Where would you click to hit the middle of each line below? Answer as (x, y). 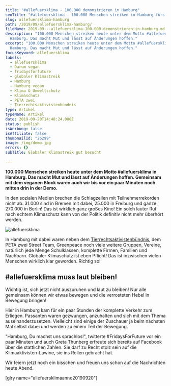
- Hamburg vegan (27, 86)
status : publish (22, 124)
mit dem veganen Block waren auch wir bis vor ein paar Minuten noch (80, 182)
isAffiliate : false (26, 133)
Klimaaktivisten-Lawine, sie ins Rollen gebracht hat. (59, 352)
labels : (13, 57)
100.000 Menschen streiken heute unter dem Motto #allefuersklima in (81, 172)
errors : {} (17, 148)
